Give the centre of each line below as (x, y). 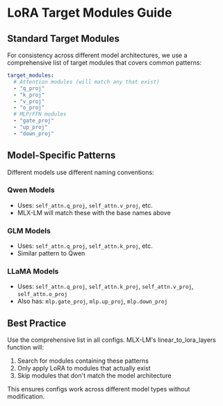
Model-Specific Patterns (61, 156)
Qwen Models (31, 190)
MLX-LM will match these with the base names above (94, 212)
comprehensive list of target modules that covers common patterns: (105, 63)
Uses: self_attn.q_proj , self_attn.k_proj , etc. (85, 246)
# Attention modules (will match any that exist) (86, 81)
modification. (26, 397)
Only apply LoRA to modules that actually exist (84, 368)
